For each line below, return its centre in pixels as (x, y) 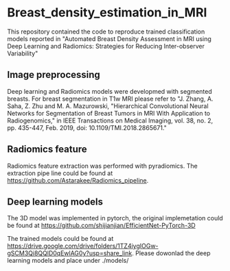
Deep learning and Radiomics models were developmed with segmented (110, 91)
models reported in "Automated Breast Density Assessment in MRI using (109, 38)
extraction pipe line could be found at (60, 173)
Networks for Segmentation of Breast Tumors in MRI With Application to (109, 113)
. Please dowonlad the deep (171, 253)
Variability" (23, 53)
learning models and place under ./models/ (68, 261)
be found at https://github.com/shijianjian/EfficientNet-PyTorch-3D (101, 225)
